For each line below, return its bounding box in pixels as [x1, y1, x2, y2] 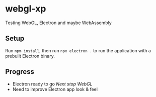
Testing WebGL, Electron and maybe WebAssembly [5, 20, 112, 26]
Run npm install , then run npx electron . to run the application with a [5, 47, 151, 53]
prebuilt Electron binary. [5, 53, 55, 59]
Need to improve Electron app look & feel [12, 86, 98, 92]
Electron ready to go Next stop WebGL [12, 81, 93, 87]
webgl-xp [5, 3, 46, 15]
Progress [5, 67, 34, 76]
